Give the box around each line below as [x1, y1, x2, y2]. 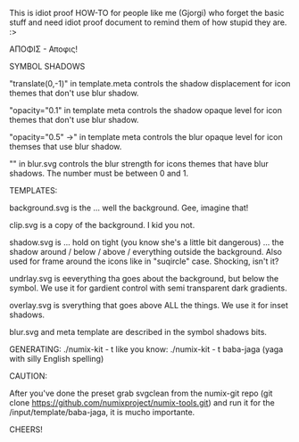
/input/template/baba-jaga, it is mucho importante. [9, 407, 195, 417]
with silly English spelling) [9, 354, 104, 364]
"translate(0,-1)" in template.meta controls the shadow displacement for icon [9, 78, 291, 88]
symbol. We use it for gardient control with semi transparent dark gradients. [9, 282, 287, 293]
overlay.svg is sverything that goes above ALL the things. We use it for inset [9, 300, 288, 310]
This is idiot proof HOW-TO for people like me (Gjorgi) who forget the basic [9, 8, 285, 18]
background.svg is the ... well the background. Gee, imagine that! [9, 202, 249, 213]
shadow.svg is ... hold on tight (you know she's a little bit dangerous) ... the [9, 237, 284, 248]
